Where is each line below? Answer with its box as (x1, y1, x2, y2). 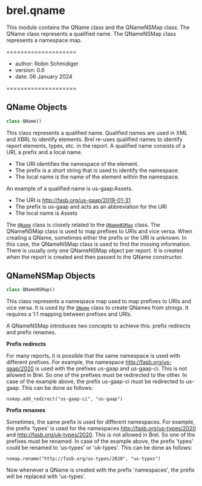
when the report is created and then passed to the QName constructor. (6, 253, 183, 260)
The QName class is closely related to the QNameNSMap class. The (6, 221, 160, 228)
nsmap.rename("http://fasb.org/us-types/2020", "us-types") (6, 456, 161, 462)
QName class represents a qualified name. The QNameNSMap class (6, 30, 177, 37)
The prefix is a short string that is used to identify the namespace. (15, 166, 180, 174)
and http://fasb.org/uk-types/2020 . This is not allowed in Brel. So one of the (6, 431, 195, 439)
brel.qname (6, 4, 65, 18)
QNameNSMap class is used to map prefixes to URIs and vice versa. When (6, 228, 192, 235)
